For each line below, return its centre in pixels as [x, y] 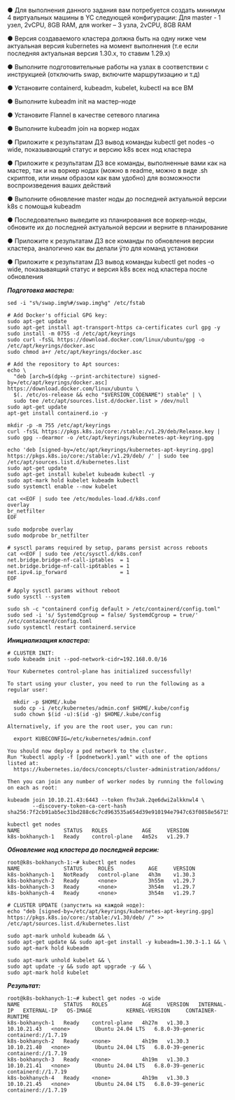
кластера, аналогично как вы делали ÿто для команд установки [103, 248]
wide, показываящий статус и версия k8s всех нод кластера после [107, 269]
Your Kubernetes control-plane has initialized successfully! [100, 671]
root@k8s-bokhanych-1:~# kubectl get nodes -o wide [84, 999]
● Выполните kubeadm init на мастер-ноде [72, 101]
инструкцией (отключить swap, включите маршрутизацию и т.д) [104, 74]
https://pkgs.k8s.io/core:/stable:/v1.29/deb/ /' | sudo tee [98, 456]
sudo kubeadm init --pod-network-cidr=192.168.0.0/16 [87, 659]
